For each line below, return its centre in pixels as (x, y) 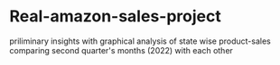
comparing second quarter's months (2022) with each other (121, 50)
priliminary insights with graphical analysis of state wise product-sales (140, 41)
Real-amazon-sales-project (115, 16)
